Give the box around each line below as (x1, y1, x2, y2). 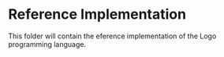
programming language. (8, 39, 87, 48)
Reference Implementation (8, 5, 187, 23)
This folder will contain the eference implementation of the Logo (8, 31, 217, 41)
